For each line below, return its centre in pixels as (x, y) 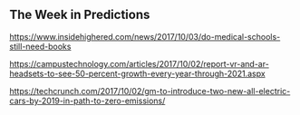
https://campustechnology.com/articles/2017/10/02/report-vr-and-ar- (139, 63)
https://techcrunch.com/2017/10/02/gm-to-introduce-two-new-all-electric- (150, 91)
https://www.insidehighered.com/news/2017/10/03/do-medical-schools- (145, 36)
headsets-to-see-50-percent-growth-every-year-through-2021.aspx (137, 73)
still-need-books (40, 46)
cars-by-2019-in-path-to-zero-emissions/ (87, 101)
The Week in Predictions (80, 15)
